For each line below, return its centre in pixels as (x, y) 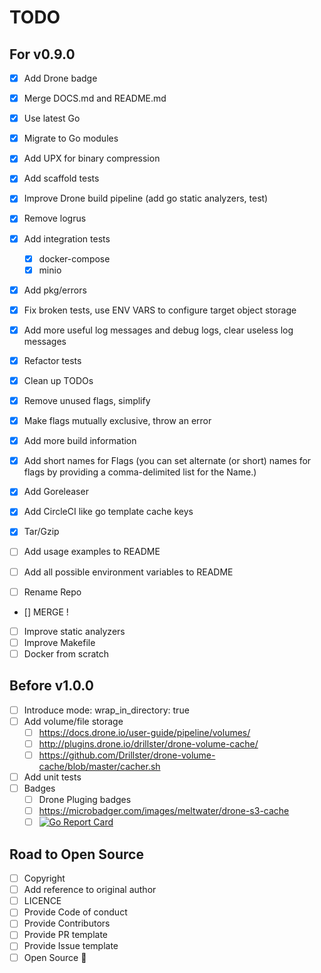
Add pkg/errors (55, 290)
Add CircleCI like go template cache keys (108, 512)
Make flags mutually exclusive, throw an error (117, 421)
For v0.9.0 (42, 54)
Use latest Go (52, 118)
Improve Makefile (59, 642)
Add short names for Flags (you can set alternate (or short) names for (167, 461)
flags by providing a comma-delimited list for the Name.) (140, 472)
